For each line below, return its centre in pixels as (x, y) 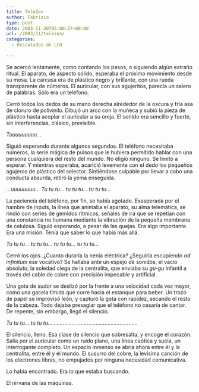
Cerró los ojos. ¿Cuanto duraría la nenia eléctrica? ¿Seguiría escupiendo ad (98, 255)
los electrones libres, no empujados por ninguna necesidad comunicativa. (97, 360)
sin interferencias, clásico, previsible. (51, 123)
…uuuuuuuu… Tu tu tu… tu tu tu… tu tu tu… (59, 189)
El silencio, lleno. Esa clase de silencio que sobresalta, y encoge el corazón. (99, 334)
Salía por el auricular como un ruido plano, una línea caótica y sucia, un (94, 341)
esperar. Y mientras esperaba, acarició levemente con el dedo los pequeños (99, 165)
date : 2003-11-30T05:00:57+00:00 (48, 28)
